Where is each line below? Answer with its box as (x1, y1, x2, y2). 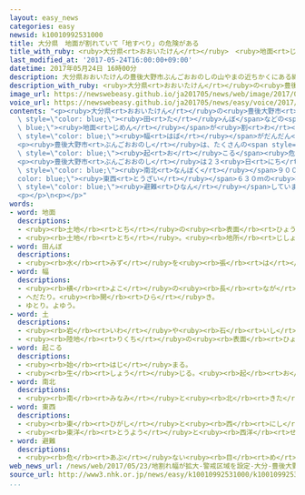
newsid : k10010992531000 (9, 30, 103, 39)
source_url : (9, 470, 54, 480)
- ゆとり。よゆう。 (17, 301, 80, 310)
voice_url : (9, 97, 51, 107)
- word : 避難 (9, 436, 56, 446)
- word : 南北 (9, 377, 56, 387)
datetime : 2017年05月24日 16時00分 (9, 65, 138, 74)
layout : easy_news (9, 13, 79, 23)
